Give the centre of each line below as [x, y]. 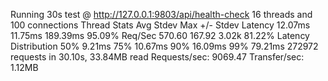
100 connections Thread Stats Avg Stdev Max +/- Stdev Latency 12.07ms [160, 25]
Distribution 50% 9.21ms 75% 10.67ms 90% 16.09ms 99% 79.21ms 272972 [164, 46]
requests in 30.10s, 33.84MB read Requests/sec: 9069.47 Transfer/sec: [157, 57]
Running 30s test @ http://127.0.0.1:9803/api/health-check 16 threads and [161, 14]
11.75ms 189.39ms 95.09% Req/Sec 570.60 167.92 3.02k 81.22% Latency [160, 35]
